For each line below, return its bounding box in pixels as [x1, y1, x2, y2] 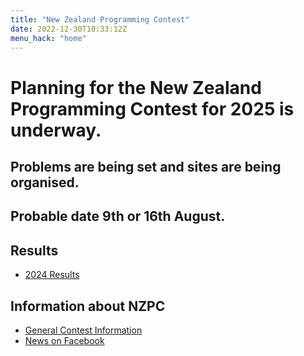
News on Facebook [24, 334, 105, 346]
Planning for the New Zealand [10, 76, 262, 99]
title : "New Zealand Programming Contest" [10, 14, 190, 25]
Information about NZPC [10, 297, 166, 315]
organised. [10, 174, 80, 191]
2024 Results [24, 269, 80, 281]
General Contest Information [24, 324, 143, 336]
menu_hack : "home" [10, 33, 87, 43]
